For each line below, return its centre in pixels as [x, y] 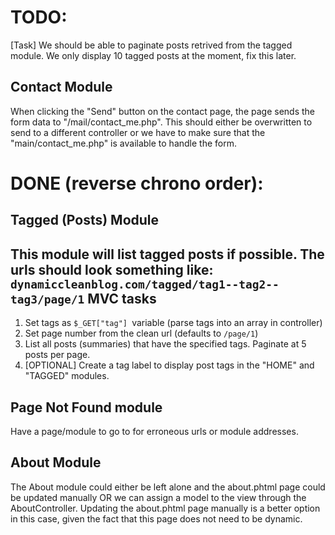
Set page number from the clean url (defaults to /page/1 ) [141, 333]
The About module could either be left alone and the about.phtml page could [168, 487]
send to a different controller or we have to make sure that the [138, 132]
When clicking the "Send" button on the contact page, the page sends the [162, 111]
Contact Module [61, 87]
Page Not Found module [86, 407]
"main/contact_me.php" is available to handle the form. [123, 143]
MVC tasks [122, 298]
